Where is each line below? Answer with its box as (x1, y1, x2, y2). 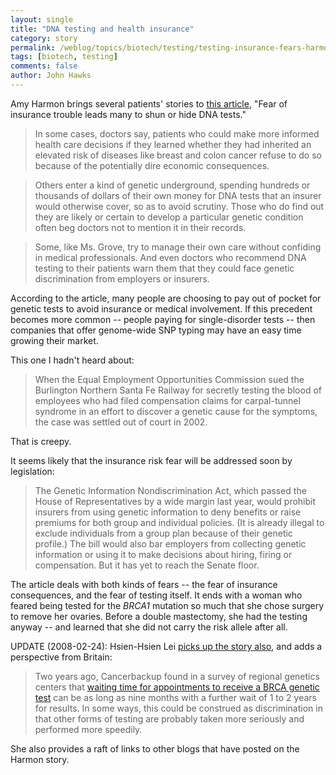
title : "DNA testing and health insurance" (10, 24, 195, 34)
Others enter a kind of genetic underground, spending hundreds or (34, 179, 311, 191)
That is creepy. (10, 435, 72, 447)
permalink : (10, 42, 56, 53)
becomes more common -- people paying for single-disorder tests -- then (10, 313, 316, 325)
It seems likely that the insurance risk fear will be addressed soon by (10, 454, 293, 466)
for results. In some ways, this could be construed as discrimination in (34, 702, 323, 714)
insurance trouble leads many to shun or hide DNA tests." (10, 108, 247, 120)
